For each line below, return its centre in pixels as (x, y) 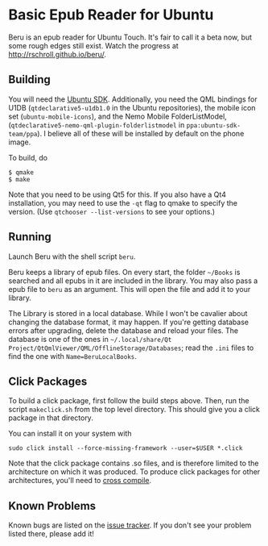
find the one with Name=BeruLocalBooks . (72, 356)
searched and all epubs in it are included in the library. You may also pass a (133, 281)
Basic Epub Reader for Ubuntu (111, 15)
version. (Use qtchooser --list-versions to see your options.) (112, 211)
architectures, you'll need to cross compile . (80, 481)
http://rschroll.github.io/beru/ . (58, 54)
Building (29, 79)
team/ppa (23, 134)
